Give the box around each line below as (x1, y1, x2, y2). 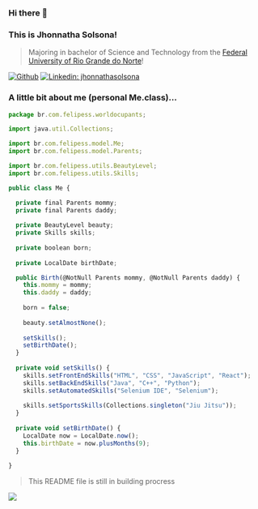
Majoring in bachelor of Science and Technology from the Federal (27, 48, 248, 58)
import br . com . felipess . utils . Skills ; (8, 169, 139, 178)
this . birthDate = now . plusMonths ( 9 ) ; (23, 439, 150, 447)
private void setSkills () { (15, 364, 111, 372)
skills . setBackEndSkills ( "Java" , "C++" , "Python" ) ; (23, 379, 201, 387)
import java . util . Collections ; (8, 125, 114, 133)
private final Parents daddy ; (15, 206, 117, 214)
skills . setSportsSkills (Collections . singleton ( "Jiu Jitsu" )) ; (23, 401, 237, 410)
